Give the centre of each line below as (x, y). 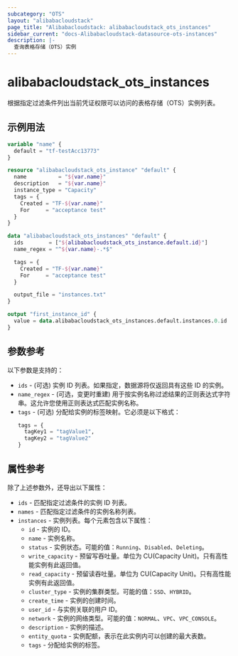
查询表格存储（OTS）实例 (45, 47)
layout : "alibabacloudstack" (50, 21)
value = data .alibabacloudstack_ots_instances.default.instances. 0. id (120, 321)
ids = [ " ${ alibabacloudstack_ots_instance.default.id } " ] (111, 243)
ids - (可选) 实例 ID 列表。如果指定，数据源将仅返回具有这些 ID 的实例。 (123, 385)
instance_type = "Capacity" (55, 190)
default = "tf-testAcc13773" (57, 151)
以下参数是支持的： (36, 370)
